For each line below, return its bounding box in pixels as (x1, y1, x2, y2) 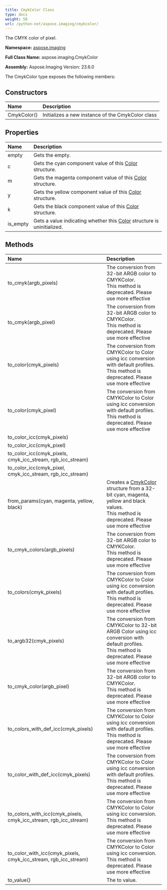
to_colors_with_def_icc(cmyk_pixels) (7, 725, 93, 732)
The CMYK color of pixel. (5, 35, 57, 41)
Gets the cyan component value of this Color (33, 159, 138, 166)
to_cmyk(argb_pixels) (7, 279, 58, 286)
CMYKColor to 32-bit (106, 622, 157, 629)
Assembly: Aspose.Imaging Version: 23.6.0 (5, 64, 94, 70)
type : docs (5, 12, 28, 17)
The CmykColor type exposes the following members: (5, 73, 116, 80)
